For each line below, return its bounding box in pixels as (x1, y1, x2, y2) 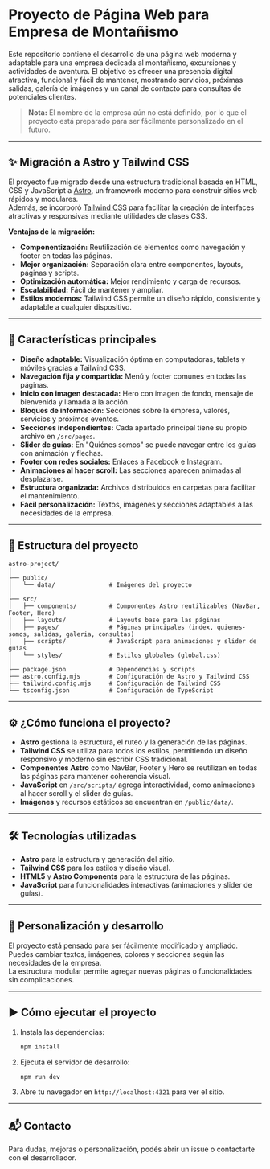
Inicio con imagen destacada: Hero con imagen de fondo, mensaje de (19, 388, 254, 398)
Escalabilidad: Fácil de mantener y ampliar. (19, 285, 164, 294)
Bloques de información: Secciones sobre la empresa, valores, (19, 405, 231, 415)
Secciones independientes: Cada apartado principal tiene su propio (19, 422, 247, 432)
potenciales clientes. (8, 92, 77, 101)
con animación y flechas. (19, 448, 104, 457)
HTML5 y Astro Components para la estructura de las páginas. (19, 872, 231, 881)
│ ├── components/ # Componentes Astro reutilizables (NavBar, (8, 602, 261, 610)
